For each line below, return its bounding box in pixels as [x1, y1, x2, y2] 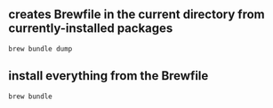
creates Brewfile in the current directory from [8, 7, 266, 22]
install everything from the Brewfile [8, 68, 209, 83]
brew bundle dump [8, 44, 73, 53]
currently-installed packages [8, 21, 173, 36]
